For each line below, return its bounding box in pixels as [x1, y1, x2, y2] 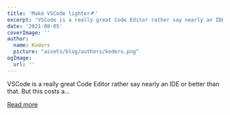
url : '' [13, 61, 36, 68]
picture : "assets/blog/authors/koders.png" [13, 49, 139, 55]
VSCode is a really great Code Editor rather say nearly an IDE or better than [7, 79, 220, 88]
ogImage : [7, 55, 32, 62]
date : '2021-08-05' [7, 23, 63, 29]
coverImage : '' [7, 29, 51, 36]
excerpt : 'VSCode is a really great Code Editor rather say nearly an [7, 16, 213, 23]
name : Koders [13, 42, 51, 49]
